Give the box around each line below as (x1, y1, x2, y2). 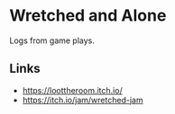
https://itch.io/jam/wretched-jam (22, 94, 143, 105)
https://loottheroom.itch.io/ (22, 84, 124, 95)
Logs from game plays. (9, 35, 95, 46)
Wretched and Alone (9, 5, 167, 26)
